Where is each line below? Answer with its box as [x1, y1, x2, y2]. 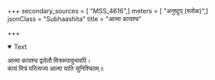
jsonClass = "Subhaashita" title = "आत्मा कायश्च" [7, 15, 142, 23]
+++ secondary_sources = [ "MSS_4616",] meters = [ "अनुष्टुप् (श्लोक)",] [7, 7, 209, 15]
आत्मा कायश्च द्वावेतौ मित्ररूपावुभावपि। [7, 57, 91, 64]
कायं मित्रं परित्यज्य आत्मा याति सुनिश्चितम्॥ [7, 64, 104, 72]
